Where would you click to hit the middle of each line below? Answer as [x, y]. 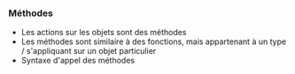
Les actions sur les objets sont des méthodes [104, 33]
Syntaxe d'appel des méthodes [78, 61]
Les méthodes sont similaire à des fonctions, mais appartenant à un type [154, 41]
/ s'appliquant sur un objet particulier [89, 51]
